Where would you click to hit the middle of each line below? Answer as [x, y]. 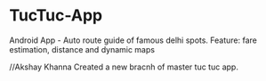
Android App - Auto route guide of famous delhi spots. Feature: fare [133, 40]
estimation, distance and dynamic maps [82, 49]
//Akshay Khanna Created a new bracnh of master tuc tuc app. [124, 67]
